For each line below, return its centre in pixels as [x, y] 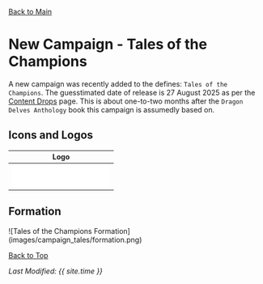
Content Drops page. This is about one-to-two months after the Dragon [126, 101]
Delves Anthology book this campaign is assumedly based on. [112, 109]
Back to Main [30, 12]
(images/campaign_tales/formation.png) [75, 239]
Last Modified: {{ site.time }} [56, 271]
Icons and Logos [51, 136]
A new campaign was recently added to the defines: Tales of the [118, 83]
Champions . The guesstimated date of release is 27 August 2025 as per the [132, 92]
